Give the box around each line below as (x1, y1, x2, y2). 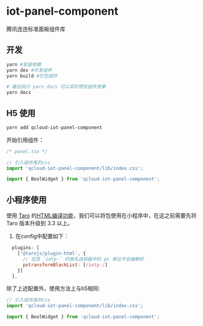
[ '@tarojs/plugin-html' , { (17, 250, 86, 256)
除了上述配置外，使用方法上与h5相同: (6, 285, 100, 292)
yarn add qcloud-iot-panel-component (6, 124, 103, 131)
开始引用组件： (6, 136, 44, 143)
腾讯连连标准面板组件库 (6, 25, 65, 32)
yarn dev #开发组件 (6, 67, 53, 73)
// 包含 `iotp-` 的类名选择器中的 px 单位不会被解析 (22, 256, 144, 262)
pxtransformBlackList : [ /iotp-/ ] (22, 261, 108, 268)
